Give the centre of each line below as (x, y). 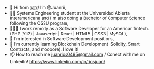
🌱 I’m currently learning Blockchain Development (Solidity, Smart (75, 44)
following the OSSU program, (39, 23)
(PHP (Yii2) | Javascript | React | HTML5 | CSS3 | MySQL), (68, 34)
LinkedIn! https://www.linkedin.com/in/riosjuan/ (57, 61)
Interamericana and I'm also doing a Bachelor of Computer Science (77, 18)
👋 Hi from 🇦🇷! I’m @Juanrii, (38, 8)
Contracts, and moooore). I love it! (44, 49)
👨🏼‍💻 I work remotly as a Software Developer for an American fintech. (79, 28)
